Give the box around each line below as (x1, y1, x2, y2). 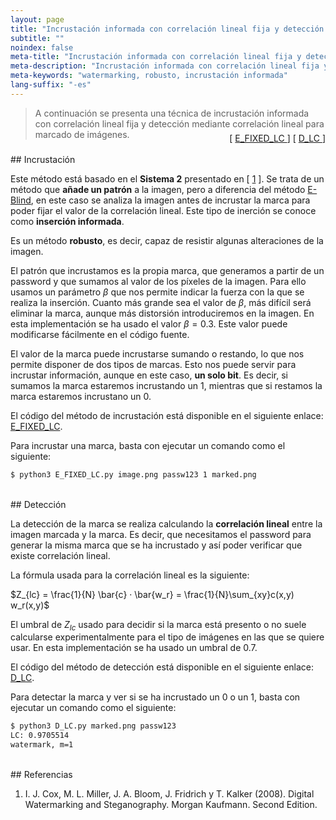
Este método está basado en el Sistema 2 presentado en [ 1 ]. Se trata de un (10, 172, 325, 185)
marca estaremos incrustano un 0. (10, 390, 152, 402)
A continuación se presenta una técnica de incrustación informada (34, 107, 310, 119)
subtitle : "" (10, 33, 65, 43)
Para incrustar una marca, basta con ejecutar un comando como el (10, 439, 286, 451)
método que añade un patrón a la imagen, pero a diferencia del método (10, 183, 306, 195)
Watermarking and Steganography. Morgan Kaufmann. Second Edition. (24, 799, 318, 811)
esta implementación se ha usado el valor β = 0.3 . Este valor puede (10, 317, 288, 330)
